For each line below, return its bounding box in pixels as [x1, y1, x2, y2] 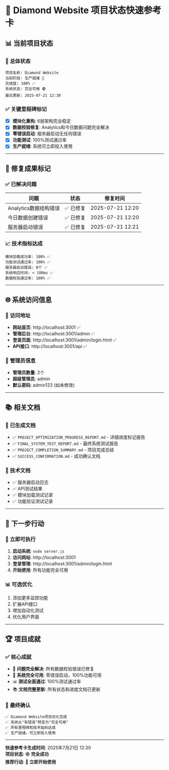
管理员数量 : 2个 [12, 370, 45, 376]
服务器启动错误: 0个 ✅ [5, 265, 48, 270]
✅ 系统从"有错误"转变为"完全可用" [5, 720, 69, 725]
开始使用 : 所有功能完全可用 [12, 567, 68, 573]
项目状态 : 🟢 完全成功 [5, 751, 49, 757]
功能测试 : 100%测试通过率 [12, 137, 67, 143]
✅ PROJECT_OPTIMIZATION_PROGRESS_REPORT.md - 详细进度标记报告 [12, 434, 146, 440]
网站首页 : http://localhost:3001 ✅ [12, 324, 81, 331]
